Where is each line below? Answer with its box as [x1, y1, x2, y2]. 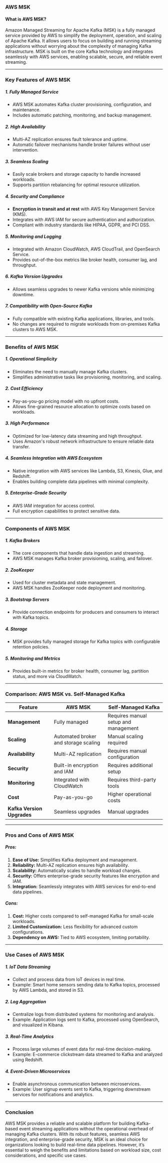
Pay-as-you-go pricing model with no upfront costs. [12, 398, 120, 404]
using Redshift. [12, 1057, 43, 1063]
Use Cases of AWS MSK [5, 951, 64, 958]
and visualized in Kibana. [12, 1022, 64, 1028]
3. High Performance [5, 420, 50, 426]
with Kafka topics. [12, 614, 50, 620]
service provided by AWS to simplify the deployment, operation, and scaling [5, 33, 161, 39]
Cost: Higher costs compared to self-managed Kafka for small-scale [12, 913, 154, 919]
